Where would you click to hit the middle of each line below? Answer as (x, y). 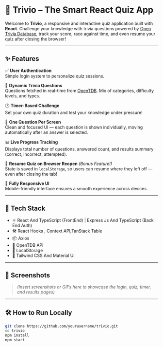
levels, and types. (23, 96)
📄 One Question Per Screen (33, 122)
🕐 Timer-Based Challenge (32, 105)
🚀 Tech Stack (25, 209)
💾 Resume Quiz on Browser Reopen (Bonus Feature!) (59, 164)
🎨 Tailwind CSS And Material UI (43, 256)
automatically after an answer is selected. (47, 132)
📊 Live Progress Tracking (32, 142)
